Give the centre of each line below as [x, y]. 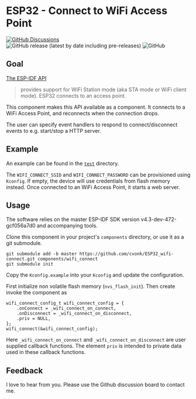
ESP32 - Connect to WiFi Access [87, 11]
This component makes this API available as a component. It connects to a [96, 107]
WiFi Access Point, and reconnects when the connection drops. [83, 113]
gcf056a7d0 [21, 226]
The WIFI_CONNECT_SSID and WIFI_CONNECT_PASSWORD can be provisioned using [98, 174]
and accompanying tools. [67, 226]
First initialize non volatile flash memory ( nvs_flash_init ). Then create [91, 286]
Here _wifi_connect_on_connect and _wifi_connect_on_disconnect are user [96, 340]
